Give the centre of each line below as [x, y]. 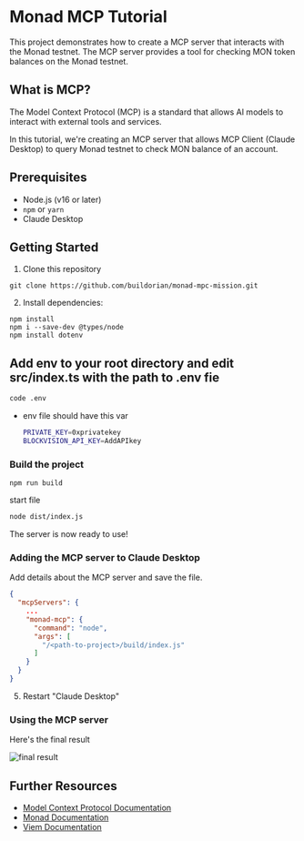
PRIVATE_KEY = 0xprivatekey [71, 433]
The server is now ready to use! [69, 533]
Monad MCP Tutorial [88, 17]
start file [25, 500]
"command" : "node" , [70, 628]
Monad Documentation [66, 817]
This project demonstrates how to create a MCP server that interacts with [147, 42]
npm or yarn [43, 209]
